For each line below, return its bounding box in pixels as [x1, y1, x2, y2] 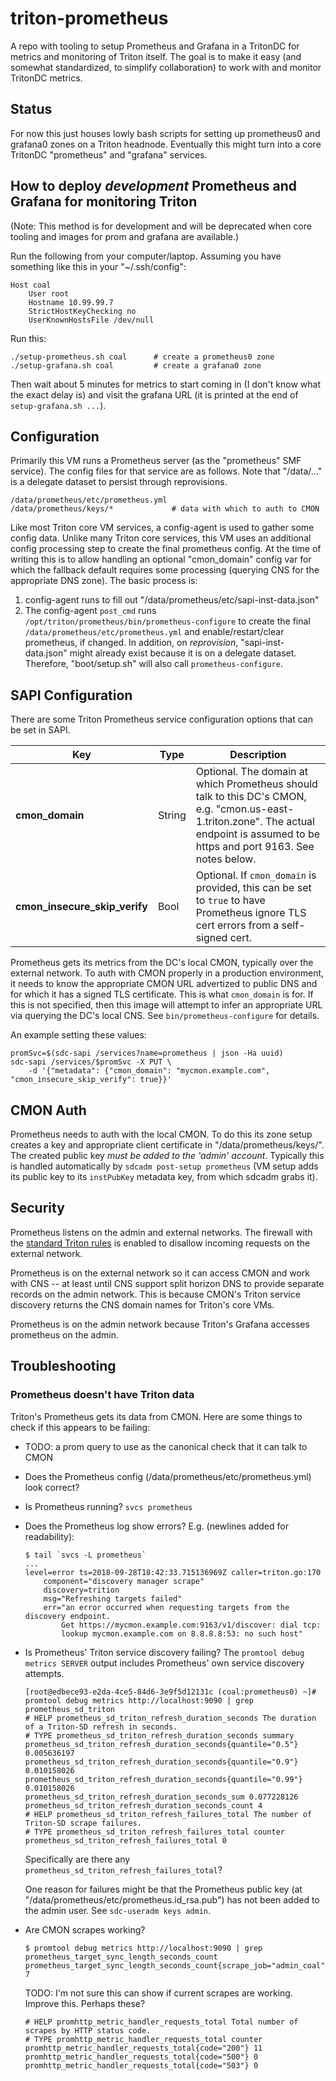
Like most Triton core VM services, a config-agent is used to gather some [10, 522, 315, 534]
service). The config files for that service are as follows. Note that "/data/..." [10, 465, 323, 477]
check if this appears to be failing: [10, 1421, 151, 1433]
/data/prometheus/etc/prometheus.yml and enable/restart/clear [24, 626, 285, 638]
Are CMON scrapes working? [24, 1923, 146, 1936]
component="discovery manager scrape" [43, 1576, 205, 1586]
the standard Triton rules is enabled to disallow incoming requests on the [10, 1237, 311, 1249]
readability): [24, 1530, 75, 1542]
